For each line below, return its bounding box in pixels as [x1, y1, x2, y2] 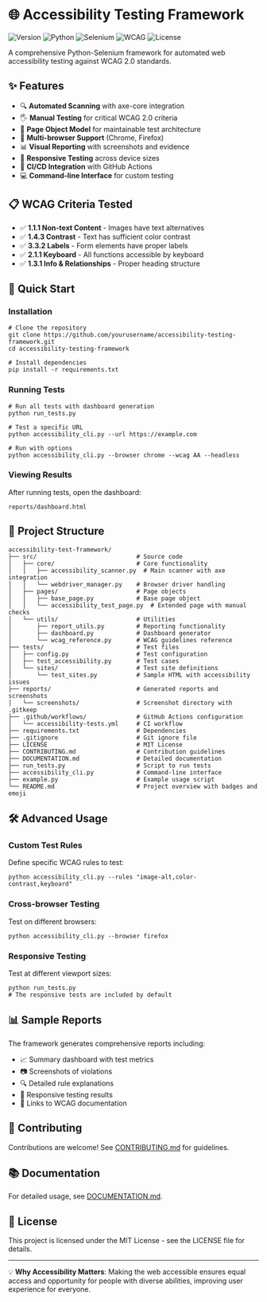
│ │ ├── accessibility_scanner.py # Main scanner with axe [8, 567, 226, 575]
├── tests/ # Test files [8, 643, 180, 651]
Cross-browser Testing [8, 899, 100, 910]
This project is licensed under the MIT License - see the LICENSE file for [8, 1236, 245, 1245]
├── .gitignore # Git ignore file [8, 734, 197, 742]
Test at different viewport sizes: [8, 969, 112, 978]
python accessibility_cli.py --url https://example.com [8, 430, 197, 439]
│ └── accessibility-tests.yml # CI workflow [8, 719, 183, 727]
